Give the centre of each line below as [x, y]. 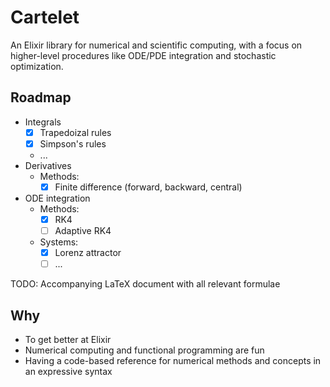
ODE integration [57, 198]
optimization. [37, 66]
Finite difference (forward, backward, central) [148, 187]
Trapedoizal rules [75, 132]
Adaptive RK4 [83, 230]
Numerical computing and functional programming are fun [144, 350]
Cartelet [45, 17]
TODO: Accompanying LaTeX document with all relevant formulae [145, 284]
